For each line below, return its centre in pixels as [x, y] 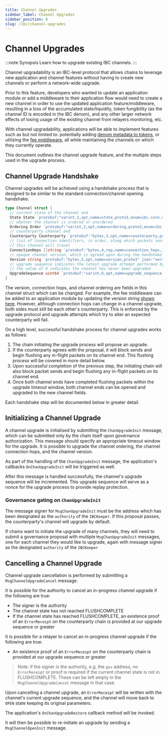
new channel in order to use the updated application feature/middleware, [80, 103]
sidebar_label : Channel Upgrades [40, 15]
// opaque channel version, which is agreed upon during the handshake [86, 255]
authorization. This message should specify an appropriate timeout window [83, 441]
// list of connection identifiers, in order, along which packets [81, 241]
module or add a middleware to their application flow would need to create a [84, 98]
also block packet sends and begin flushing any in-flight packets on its [85, 371]
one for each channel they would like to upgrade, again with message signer [84, 542]
